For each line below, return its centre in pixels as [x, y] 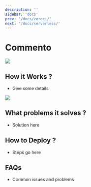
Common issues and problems [43, 180]
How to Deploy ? [30, 140]
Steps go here [26, 152]
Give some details [30, 88]
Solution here [26, 125]
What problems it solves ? [46, 113]
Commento [28, 48]
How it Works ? [29, 77]
